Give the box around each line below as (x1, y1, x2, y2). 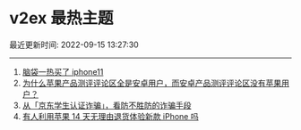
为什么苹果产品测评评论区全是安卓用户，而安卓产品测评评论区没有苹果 (21, 77, 282, 88)
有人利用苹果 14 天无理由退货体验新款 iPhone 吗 (21, 110, 199, 121)
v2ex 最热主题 (9, 8, 114, 28)
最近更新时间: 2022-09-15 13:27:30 (9, 39, 139, 50)
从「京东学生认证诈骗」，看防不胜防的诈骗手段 (21, 100, 192, 110)
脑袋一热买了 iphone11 (21, 66, 104, 77)
